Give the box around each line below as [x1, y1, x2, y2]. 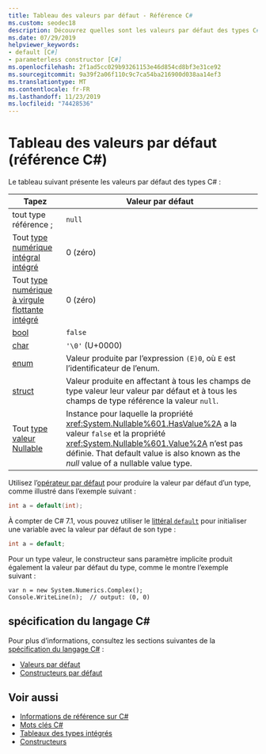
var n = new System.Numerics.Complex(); [8, 586, 144, 594]
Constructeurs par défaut [19, 668, 103, 677]
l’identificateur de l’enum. [66, 363, 160, 374]
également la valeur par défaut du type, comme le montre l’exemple [8, 562, 229, 572]
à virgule [12, 295, 45, 306]
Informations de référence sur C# [19, 712, 129, 722]
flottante [12, 304, 44, 315]
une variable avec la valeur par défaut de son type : [8, 524, 177, 534]
